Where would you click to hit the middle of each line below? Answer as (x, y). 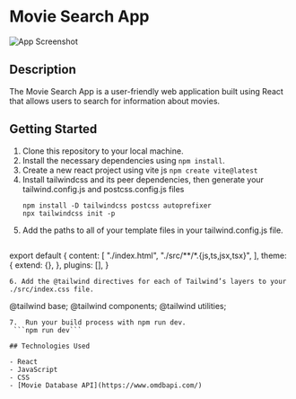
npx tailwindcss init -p (69, 213)
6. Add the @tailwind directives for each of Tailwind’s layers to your (148, 281)
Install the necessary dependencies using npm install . (124, 160)
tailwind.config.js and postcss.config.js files (103, 189)
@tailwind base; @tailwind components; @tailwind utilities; (118, 306)
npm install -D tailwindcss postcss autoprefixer (117, 205)
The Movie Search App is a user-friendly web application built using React (147, 91)
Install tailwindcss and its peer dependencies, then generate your (143, 179)
